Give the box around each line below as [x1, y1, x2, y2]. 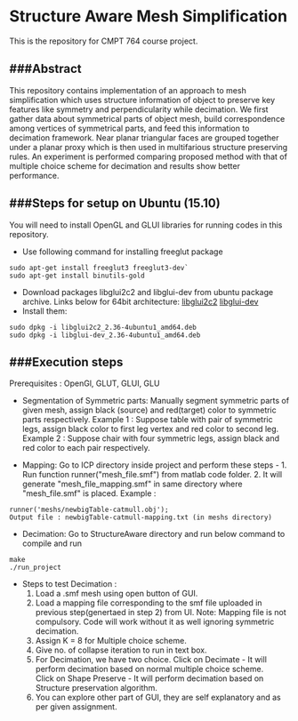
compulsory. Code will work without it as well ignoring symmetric [35, 616, 275, 628]
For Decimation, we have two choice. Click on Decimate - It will [35, 654, 267, 665]
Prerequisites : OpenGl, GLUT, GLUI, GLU [9, 378, 160, 389]
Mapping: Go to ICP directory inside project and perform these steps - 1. [21, 460, 287, 470]
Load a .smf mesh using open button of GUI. [35, 589, 198, 599]
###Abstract [9, 61, 82, 76]
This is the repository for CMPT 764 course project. [9, 36, 198, 46]
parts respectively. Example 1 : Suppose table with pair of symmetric [21, 414, 273, 425]
